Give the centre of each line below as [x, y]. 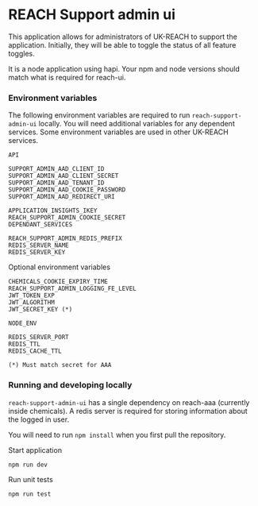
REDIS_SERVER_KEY [37, 253]
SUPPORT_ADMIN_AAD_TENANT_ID [56, 183]
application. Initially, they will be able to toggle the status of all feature [122, 44]
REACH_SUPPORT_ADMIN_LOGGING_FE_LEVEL [72, 289]
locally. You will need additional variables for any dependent [137, 124]
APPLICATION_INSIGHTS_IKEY [53, 211]
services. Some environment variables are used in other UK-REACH [118, 132]
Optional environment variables [60, 267]
